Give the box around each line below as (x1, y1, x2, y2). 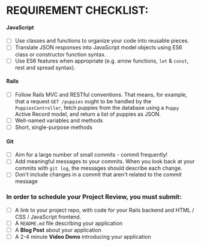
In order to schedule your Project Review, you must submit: (6, 193, 182, 201)
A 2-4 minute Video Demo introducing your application (14, 233, 151, 240)
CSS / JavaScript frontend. (14, 213, 82, 220)
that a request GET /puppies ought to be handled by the (14, 97, 152, 105)
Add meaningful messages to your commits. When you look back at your (14, 158, 195, 165)
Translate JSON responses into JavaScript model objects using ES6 (14, 44, 183, 51)
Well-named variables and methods (14, 116, 103, 124)
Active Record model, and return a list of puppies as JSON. (14, 110, 161, 118)
